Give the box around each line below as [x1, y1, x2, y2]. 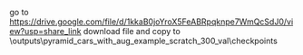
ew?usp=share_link [9, 26, 82, 36]
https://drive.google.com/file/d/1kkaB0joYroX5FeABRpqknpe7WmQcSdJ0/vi [9, 16, 294, 27]
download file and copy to [83, 26, 181, 36]
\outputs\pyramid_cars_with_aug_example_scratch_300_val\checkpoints [9, 35, 279, 46]
